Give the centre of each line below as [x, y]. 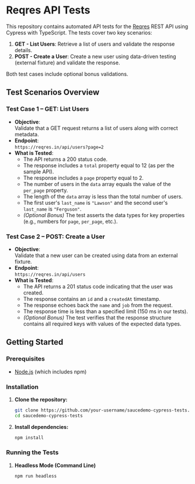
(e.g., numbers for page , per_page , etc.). [70, 221]
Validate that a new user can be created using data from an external [96, 255]
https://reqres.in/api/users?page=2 [59, 147]
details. [23, 50]
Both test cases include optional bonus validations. [67, 74]
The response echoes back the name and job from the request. [98, 305]
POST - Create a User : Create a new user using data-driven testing [95, 56]
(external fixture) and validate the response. [67, 63]
